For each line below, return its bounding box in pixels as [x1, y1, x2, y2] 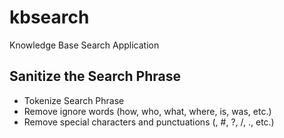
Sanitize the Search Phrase [9, 68, 181, 85]
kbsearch [9, 6, 90, 29]
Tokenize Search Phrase [23, 94, 125, 106]
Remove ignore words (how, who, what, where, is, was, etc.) [23, 105, 272, 117]
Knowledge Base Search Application [9, 39, 160, 51]
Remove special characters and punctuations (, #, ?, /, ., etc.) [23, 116, 275, 128]
